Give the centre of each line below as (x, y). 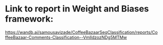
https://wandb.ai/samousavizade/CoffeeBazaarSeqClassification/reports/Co (81, 32)
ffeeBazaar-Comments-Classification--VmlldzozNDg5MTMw (66, 37)
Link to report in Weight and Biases (77, 9)
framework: (29, 19)
